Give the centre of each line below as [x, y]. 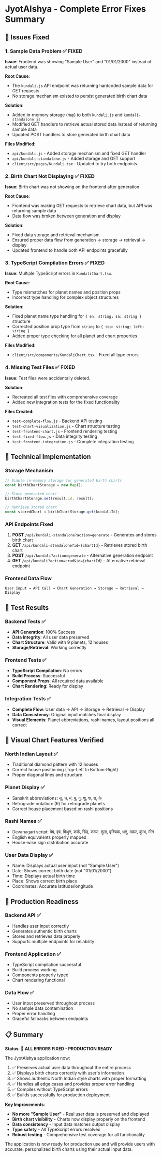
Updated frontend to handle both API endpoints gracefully [70, 250]
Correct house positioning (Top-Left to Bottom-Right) [65, 770]
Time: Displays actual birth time [43, 876]
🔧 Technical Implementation [48, 457]
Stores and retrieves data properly [46, 936]
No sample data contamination [43, 1008]
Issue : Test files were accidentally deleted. [48, 378]
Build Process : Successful [38, 676]
